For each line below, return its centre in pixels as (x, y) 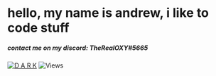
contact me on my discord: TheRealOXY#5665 (78, 48)
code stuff (38, 28)
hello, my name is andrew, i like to (108, 13)
